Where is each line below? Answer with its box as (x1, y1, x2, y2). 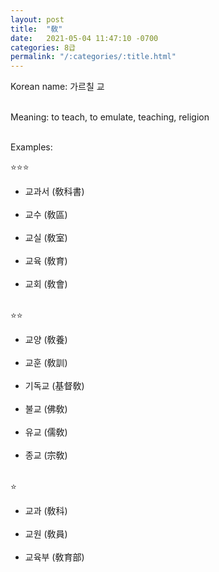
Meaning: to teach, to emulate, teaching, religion (10, 111, 210, 123)
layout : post (10, 14, 65, 25)
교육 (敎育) (24, 255, 68, 267)
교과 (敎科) (24, 505, 68, 517)
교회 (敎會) (24, 278, 68, 290)
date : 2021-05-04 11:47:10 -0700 (10, 33, 159, 43)
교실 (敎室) (24, 232, 68, 244)
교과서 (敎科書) (24, 186, 85, 198)
